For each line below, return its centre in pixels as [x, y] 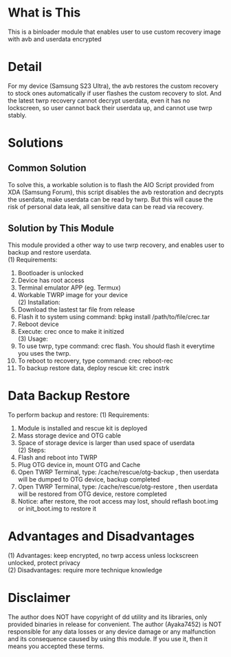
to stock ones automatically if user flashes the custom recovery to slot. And [115, 93]
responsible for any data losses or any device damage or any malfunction [112, 632]
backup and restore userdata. [50, 252]
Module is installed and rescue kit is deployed [82, 428]
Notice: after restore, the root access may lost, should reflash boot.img [118, 501]
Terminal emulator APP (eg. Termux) [69, 288]
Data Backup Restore [69, 395]
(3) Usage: [33, 338]
